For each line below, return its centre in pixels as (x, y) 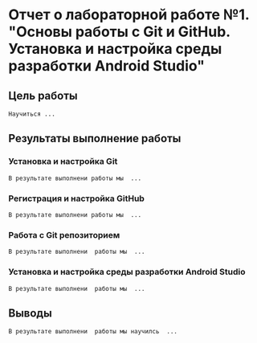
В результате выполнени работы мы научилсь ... (93, 332)
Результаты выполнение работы (95, 139)
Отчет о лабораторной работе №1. (129, 15)
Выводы (30, 313)
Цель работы (43, 95)
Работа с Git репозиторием (64, 235)
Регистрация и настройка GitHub (76, 198)
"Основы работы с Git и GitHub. (119, 32)
